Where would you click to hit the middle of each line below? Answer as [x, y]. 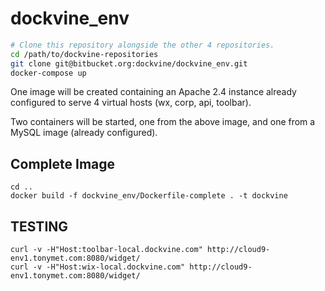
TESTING [39, 226]
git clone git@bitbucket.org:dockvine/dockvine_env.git [129, 63]
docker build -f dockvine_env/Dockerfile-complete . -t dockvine [149, 196]
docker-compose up [48, 73]
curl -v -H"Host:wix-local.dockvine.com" [98, 267]
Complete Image [63, 163]
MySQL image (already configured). [84, 133]
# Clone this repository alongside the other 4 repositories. [142, 45]
